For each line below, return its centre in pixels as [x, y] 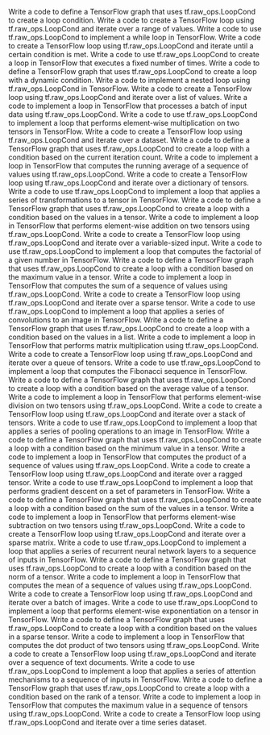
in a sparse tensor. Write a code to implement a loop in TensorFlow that [127, 637]
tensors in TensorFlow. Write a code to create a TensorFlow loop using [125, 131]
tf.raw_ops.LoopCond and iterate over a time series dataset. [108, 722]
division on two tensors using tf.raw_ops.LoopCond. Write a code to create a [135, 405]
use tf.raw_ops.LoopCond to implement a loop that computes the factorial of [135, 251]
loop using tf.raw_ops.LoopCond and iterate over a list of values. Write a [128, 97]
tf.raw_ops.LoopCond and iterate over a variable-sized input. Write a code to [135, 243]
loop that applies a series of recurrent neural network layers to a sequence [132, 551]
